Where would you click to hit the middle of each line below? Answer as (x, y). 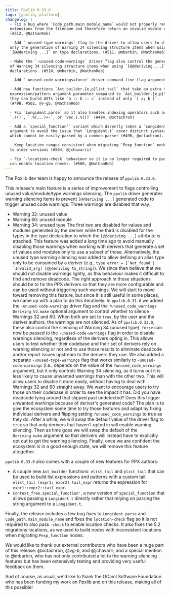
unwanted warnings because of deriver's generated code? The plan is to (88, 403)
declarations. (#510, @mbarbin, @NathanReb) (57, 71)
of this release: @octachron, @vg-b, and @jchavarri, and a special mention (83, 550)
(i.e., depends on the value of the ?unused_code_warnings (102, 365)
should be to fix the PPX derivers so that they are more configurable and (88, 284)
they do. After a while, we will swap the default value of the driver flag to (88, 419)
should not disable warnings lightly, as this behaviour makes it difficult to (88, 273)
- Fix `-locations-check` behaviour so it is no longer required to (83, 159)
